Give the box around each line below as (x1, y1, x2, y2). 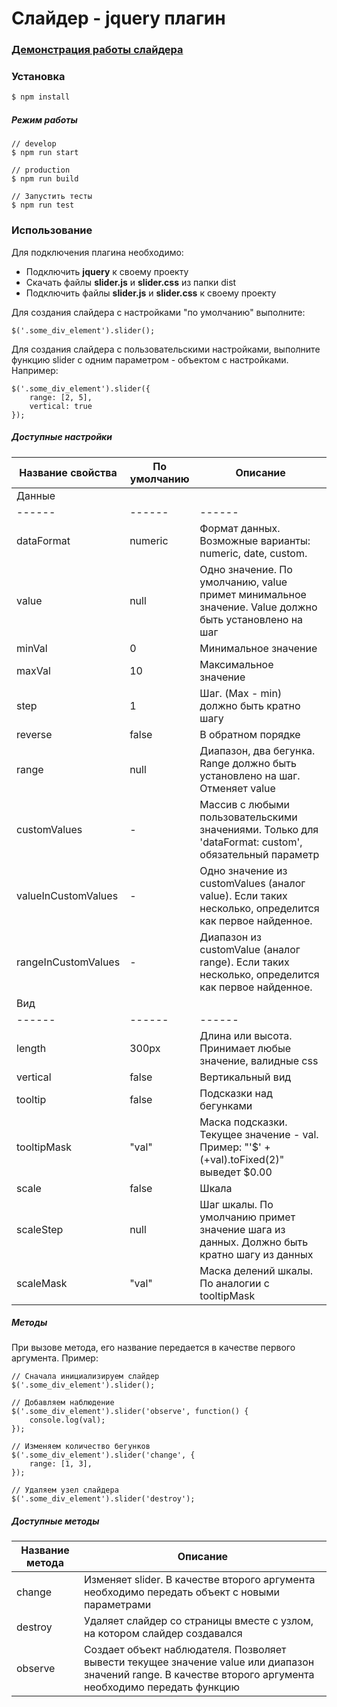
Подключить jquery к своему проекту (25, 265, 189, 277)
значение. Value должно (199, 600, 318, 614)
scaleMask (16, 1276, 68, 1290)
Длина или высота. (199, 1028, 293, 1042)
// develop (11, 139, 57, 149)
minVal (16, 641, 48, 655)
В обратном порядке (199, 727, 301, 741)
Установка (11, 70, 66, 84)
